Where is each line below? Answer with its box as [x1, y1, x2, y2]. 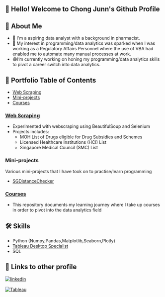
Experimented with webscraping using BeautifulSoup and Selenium [12, 123, 151, 129]
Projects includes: [12, 129, 49, 135]
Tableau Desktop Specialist [12, 243, 69, 249]
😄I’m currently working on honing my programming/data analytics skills [12, 56, 160, 62]
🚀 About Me [5, 22, 42, 30]
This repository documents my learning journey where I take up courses [12, 201, 160, 207]
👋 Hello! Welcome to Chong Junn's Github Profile [5, 5, 160, 13]
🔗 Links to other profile [5, 263, 77, 271]
